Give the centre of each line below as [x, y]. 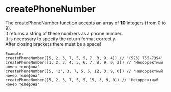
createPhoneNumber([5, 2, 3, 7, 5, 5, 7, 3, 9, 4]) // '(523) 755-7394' [84, 58]
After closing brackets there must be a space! [53, 44]
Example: [15, 54]
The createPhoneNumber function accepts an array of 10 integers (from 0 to [86, 23]
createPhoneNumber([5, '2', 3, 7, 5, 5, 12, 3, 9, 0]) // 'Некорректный [84, 71]
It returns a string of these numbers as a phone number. [64, 33]
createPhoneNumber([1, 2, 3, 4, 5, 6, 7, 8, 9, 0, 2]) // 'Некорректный [84, 62]
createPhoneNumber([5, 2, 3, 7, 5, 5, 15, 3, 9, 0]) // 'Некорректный [82, 80]
